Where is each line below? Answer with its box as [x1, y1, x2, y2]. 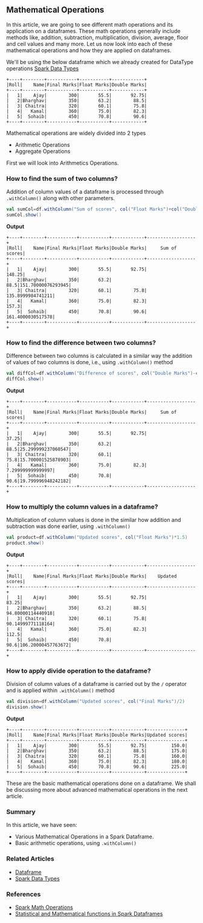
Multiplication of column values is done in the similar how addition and [6, 517, 181, 524]
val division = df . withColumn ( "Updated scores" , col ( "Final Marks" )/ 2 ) [6, 699, 185, 705]
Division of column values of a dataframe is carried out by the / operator [6, 680, 187, 688]
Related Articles [6, 855, 54, 863]
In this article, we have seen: [6, 821, 77, 829]
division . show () [6, 704, 47, 710]
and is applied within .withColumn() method [6, 687, 115, 694]
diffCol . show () [6, 376, 45, 382]
